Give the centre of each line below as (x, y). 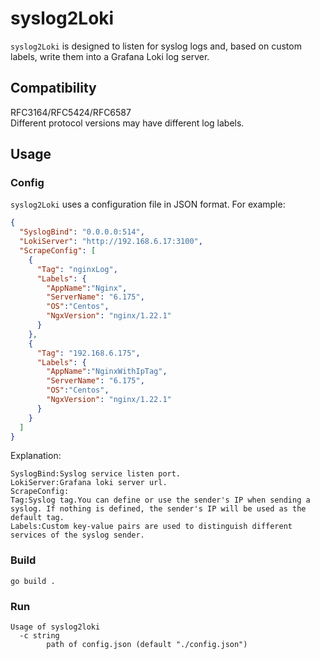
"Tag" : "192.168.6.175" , (88, 353)
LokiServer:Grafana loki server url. (89, 483)
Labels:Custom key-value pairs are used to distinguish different (151, 527)
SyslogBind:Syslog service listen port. (96, 474)
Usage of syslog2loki (55, 627)
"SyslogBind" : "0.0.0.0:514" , (82, 232)
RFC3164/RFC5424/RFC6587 (71, 112)
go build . (33, 581)
